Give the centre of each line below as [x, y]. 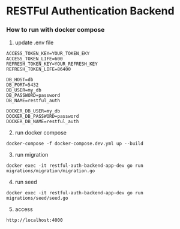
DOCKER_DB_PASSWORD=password [43, 117]
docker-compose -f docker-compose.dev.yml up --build [75, 144]
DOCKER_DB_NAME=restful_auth [43, 122]
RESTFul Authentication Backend [91, 11]
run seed [26, 182]
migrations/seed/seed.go [37, 199]
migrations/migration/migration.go [51, 171]
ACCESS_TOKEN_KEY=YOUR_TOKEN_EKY [48, 54]
